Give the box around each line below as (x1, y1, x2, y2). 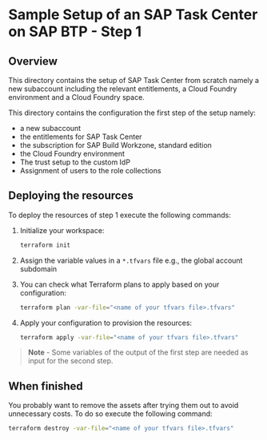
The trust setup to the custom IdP (19, 157, 130, 167)
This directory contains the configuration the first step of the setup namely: (8, 108, 256, 117)
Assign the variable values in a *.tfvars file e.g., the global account (19, 256, 243, 265)
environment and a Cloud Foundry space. (8, 93, 145, 101)
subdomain (19, 264, 58, 273)
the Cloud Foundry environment (19, 149, 126, 158)
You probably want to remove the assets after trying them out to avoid (8, 401, 239, 410)
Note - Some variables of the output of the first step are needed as (27, 347, 249, 357)
